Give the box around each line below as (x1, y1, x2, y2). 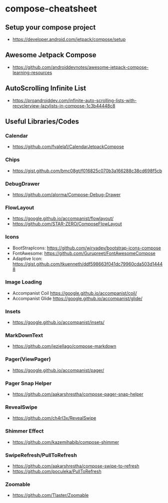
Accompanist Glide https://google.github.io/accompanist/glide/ (12, 295, 142, 301)
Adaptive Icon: (12, 256, 42, 262)
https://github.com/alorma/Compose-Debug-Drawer (12, 191, 121, 197)
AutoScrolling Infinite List (5, 84, 86, 93)
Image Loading (5, 279, 42, 286)
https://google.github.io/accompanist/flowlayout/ (12, 215, 114, 221)
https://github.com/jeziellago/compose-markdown (12, 343, 116, 349)
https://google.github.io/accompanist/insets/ (12, 319, 105, 325)
